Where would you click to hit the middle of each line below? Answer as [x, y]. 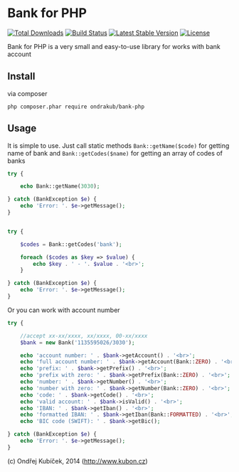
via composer [27, 93]
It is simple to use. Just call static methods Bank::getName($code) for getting [118, 145]
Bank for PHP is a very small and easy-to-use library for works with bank [114, 46]
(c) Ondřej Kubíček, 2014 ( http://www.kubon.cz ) [78, 461]
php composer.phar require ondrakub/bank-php [76, 107]
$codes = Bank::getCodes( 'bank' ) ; [71, 244]
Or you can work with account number [64, 310]
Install [21, 76]
